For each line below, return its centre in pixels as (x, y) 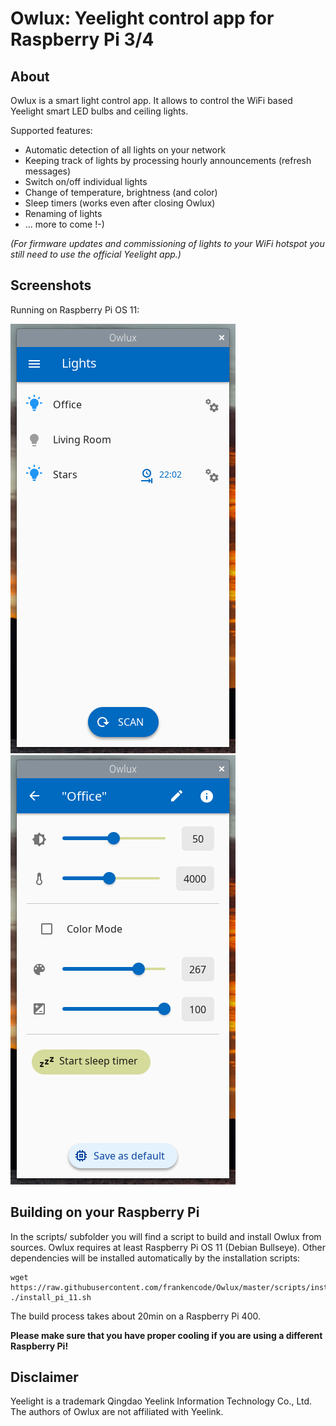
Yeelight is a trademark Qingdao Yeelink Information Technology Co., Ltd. (161, 1401)
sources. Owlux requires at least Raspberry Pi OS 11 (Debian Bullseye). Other (168, 1247)
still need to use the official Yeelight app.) (96, 254)
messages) (48, 171)
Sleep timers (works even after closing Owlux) (120, 203)
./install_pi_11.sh (51, 1297)
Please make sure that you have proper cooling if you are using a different (166, 1335)
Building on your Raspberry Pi (105, 1212)
